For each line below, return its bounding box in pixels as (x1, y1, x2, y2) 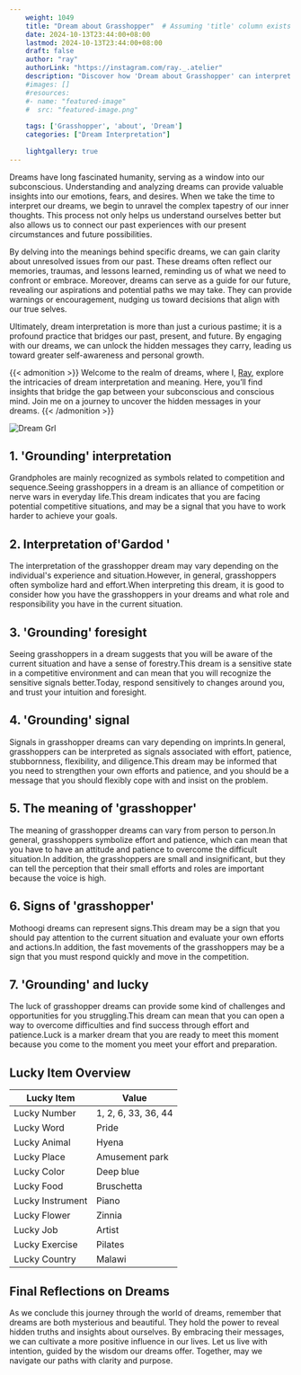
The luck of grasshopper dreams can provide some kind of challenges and (9, 1001, 286, 1012)
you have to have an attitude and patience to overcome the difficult (9, 844, 258, 855)
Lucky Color (13, 1166, 66, 1178)
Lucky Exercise (13, 1238, 78, 1251)
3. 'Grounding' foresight (9, 625, 147, 640)
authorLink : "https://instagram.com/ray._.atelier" (25, 64, 223, 73)
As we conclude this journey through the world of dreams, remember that (9, 1307, 281, 1317)
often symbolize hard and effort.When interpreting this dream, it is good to (9, 580, 285, 590)
